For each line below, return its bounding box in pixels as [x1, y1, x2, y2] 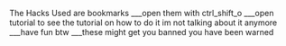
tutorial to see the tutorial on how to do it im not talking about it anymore [9, 17, 278, 28]
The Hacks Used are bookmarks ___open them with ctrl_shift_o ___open [9, 8, 274, 18]
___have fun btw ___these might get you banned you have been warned [9, 27, 274, 37]
